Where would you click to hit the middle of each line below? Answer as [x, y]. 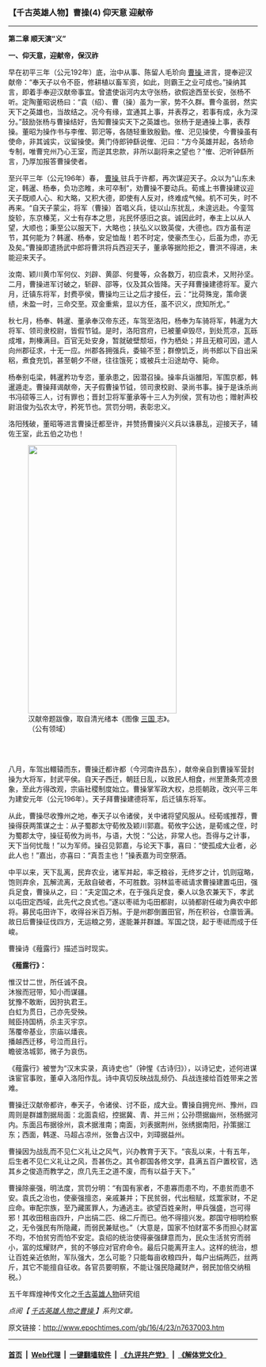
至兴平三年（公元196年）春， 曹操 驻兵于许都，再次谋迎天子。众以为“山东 [129, 178]
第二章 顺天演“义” [37, 39]
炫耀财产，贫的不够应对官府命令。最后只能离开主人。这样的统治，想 [146, 1247]
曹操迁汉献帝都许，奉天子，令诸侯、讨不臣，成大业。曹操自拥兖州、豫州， [129, 1105]
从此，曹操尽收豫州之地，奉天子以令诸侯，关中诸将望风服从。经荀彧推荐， [129, 816]
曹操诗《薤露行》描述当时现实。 [60, 949]
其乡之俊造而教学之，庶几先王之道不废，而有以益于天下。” [102, 1171]
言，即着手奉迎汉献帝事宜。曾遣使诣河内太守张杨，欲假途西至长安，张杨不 [129, 92]
